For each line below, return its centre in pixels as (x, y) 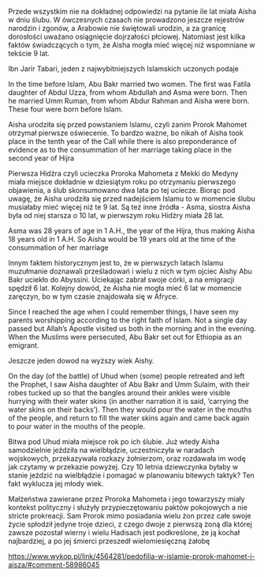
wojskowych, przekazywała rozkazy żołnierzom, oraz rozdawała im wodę (127, 458)
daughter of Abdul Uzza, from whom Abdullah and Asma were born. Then (128, 92)
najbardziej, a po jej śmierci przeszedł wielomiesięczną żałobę (109, 541)
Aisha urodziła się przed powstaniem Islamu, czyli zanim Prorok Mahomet (128, 124)
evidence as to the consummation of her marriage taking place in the (120, 150)
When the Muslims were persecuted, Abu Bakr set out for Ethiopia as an (125, 337)
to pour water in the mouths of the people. (77, 426)
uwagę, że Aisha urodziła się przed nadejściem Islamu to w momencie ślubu (132, 198)
